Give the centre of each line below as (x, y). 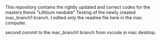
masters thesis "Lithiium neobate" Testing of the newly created (70, 12)
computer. (16, 23)
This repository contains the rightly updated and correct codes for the (78, 7)
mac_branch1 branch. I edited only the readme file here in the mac (74, 18)
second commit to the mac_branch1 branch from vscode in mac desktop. (81, 32)
